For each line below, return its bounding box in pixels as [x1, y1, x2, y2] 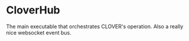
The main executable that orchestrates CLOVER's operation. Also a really [6, 23, 184, 30]
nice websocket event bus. [6, 29, 72, 36]
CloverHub [6, 4, 60, 17]
